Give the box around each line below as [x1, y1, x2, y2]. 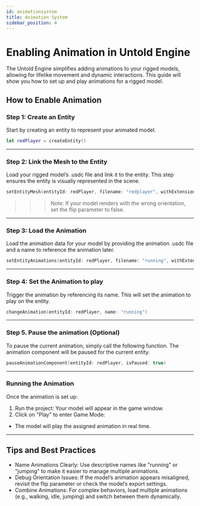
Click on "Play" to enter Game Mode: [14, 411, 105, 418]
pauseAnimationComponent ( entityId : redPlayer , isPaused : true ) [6, 360, 167, 366]
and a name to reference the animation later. [6, 246, 115, 254]
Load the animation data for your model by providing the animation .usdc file [6, 240, 193, 247]
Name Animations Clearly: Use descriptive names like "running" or [14, 461, 178, 468]
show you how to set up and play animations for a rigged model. [6, 78, 164, 85]
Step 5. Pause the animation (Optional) [6, 329, 120, 337]
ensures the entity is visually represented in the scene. [6, 177, 140, 185]
